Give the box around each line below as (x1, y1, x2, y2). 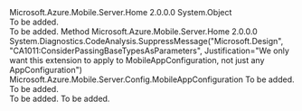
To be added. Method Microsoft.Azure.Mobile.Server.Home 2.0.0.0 (9, 26, 258, 37)
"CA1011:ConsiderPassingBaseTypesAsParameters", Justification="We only (9, 45, 289, 56)
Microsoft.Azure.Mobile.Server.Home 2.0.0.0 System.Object (9, 7, 232, 17)
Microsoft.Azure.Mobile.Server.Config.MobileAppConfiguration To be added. (9, 74, 296, 85)
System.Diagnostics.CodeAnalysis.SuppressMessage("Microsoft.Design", (9, 36, 284, 46)
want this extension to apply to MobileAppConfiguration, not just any (9, 55, 265, 65)
